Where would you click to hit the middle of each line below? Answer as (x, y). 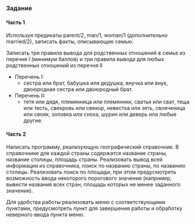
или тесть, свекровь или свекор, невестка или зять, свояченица (104, 108)
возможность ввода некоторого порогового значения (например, (89, 178)
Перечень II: (30, 96)
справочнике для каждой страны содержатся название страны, (87, 153)
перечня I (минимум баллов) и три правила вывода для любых (85, 59)
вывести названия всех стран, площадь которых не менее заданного (93, 185)
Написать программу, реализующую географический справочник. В (93, 147)
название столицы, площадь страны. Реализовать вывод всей (84, 159)
